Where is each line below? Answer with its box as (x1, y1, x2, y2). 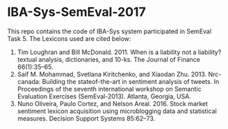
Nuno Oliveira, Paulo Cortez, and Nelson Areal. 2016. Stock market (17, 99, 209, 108)
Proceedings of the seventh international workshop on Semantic (17, 85, 202, 93)
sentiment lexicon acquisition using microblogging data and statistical (17, 107, 217, 115)
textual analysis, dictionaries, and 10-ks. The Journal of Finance (17, 55, 200, 63)
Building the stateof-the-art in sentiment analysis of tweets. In (42, 77, 220, 85)
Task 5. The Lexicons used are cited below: (7, 34, 131, 42)
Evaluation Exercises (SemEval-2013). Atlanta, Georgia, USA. (17, 92, 191, 101)
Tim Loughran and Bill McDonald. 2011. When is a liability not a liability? (17, 48, 222, 56)
